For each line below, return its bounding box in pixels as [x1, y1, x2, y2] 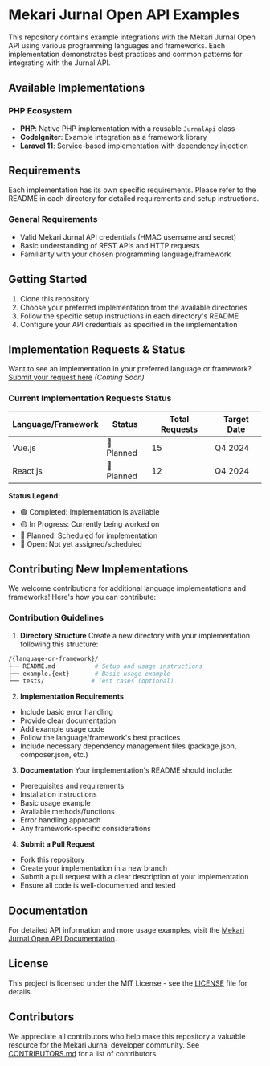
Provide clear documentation [19, 715, 117, 725]
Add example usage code [19, 724, 105, 734]
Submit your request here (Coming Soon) [8, 372, 145, 383]
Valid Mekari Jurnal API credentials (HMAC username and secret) [19, 232, 237, 242]
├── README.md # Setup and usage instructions [8, 662, 203, 670]
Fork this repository [19, 855, 85, 865]
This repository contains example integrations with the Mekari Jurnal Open [8, 32, 256, 42]
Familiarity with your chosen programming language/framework [19, 249, 231, 259]
